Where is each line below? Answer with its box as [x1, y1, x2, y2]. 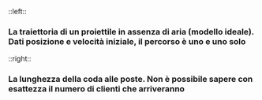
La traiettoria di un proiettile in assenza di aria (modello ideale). [8, 26, 255, 37]
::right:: [8, 54, 32, 64]
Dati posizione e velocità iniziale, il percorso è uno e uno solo [8, 35, 246, 46]
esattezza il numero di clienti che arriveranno [8, 83, 185, 94]
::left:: [8, 7, 27, 16]
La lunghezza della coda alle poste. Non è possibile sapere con [8, 74, 253, 85]
